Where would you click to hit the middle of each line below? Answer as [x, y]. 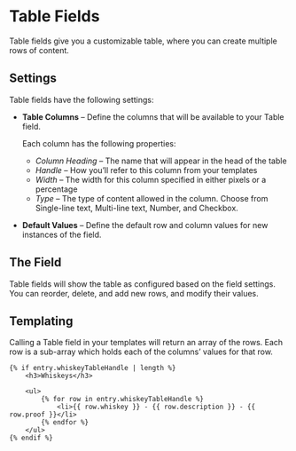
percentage [56, 189]
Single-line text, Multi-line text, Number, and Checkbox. [137, 208]
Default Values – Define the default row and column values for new [145, 225]
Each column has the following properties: [99, 143]
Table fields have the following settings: [82, 99]
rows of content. [39, 50]
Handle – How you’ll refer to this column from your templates [146, 170]
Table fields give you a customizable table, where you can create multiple [143, 41]
